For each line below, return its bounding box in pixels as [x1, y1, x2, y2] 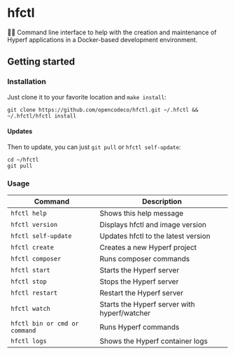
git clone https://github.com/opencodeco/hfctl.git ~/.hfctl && [7, 106, 199, 113]
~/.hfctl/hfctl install [7, 112, 77, 120]
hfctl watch [10, 305, 51, 313]
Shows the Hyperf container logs [99, 336, 208, 346]
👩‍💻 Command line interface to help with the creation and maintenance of [7, 28, 217, 36]
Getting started [7, 56, 76, 68]
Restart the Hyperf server [99, 288, 184, 298]
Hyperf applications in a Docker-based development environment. [7, 35, 198, 43]
